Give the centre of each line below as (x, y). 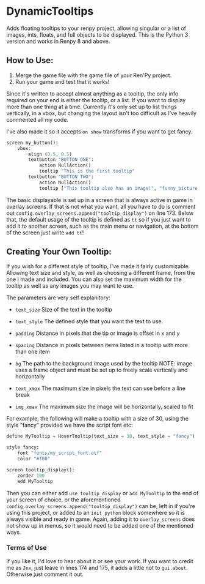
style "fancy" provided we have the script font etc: (70, 425)
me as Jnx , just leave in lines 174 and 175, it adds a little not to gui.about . (97, 567)
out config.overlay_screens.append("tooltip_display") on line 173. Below (100, 213)
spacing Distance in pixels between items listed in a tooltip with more (101, 345)
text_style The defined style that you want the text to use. (89, 321)
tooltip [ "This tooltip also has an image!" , (98, 188)
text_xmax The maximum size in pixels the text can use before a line (100, 388)
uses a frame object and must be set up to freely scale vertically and (101, 370)
